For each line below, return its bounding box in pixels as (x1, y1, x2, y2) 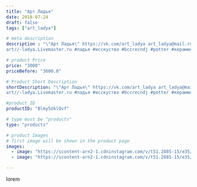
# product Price (6, 57, 46, 63)
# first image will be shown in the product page (6, 138, 130, 144)
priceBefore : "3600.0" (6, 68, 62, 74)
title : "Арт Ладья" (6, 8, 54, 15)
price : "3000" (6, 62, 41, 68)
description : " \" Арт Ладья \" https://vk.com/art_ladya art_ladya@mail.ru (6, 41, 193, 47)
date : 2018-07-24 (6, 14, 49, 20)
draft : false (6, 19, 38, 25)
